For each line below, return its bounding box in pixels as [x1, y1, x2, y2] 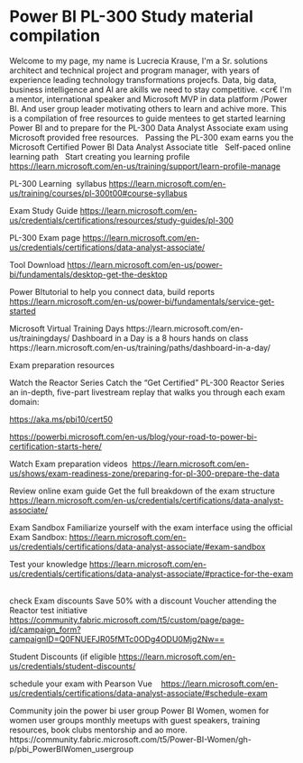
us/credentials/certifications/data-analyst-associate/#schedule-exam [9, 687, 268, 698]
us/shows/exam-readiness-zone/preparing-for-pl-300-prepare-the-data [9, 467, 280, 479]
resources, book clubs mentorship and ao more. [9, 724, 188, 735]
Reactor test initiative [9, 604, 88, 615]
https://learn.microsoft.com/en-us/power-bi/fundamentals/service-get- [9, 296, 275, 307]
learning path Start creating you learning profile [9, 151, 191, 161]
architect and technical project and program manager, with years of [9, 65, 260, 76]
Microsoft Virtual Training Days [9, 323, 124, 334]
